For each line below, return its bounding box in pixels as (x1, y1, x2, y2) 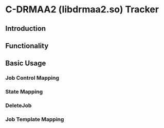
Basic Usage (5, 59, 46, 68)
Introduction (5, 24, 46, 33)
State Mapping (5, 88, 43, 96)
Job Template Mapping (5, 116, 64, 123)
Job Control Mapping (5, 75, 60, 82)
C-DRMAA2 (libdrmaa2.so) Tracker (5, 4, 159, 15)
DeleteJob (5, 102, 32, 109)
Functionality (5, 41, 49, 50)
